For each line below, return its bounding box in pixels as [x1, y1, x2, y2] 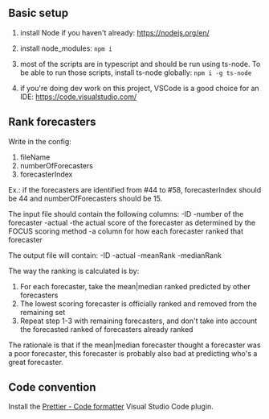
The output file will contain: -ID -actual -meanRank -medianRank [8, 250, 222, 260]
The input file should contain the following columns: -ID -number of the [8, 209, 244, 218]
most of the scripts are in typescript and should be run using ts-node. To [19, 59, 261, 68]
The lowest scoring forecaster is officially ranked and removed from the [19, 298, 257, 309]
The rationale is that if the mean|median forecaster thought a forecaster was [8, 340, 261, 350]
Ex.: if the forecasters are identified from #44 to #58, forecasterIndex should [8, 185, 262, 194]
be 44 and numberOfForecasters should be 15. [8, 193, 163, 203]
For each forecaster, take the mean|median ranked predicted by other [19, 281, 251, 291]
